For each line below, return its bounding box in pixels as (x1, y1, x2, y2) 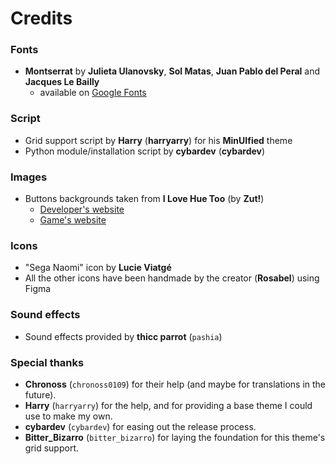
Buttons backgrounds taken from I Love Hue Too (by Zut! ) (24, 193, 265, 205)
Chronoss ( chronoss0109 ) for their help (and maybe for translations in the (24, 378, 327, 390)
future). (24, 388, 57, 401)
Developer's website (39, 203, 125, 216)
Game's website (39, 214, 107, 226)
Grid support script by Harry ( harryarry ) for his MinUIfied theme (24, 134, 293, 146)
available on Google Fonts (39, 87, 147, 99)
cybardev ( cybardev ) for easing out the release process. (24, 420, 257, 432)
